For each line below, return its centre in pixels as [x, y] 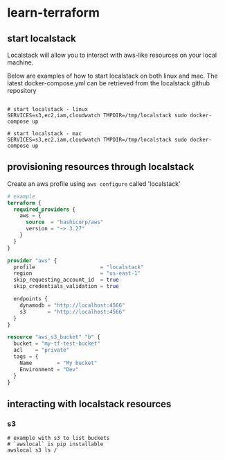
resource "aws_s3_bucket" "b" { [54, 337]
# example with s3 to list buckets [58, 438]
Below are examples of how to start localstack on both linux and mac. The [112, 76]
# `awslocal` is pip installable [55, 444]
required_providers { [45, 210]
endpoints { [31, 299]
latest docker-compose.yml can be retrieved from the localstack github [108, 83]
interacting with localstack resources [89, 404]
